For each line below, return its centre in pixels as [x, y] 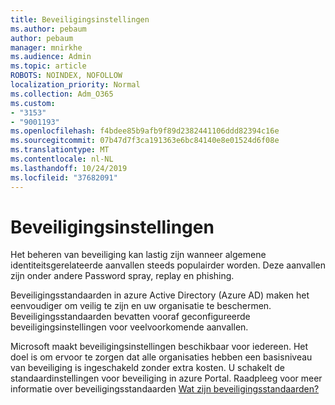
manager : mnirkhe [46, 47]
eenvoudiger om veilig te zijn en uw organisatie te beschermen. [141, 306]
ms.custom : [33, 103]
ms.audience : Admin [51, 57]
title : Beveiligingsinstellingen [80, 19]
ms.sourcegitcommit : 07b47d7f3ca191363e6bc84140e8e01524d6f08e [145, 141]
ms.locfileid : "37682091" [64, 177]
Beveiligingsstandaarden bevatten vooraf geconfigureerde [130, 317]
